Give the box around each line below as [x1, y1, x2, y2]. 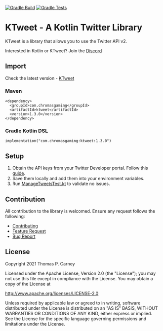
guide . [12, 170, 26, 176]
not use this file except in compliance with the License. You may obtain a [5, 275, 153, 281]
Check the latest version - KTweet [5, 75, 75, 81]
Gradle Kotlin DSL [5, 127, 48, 134]
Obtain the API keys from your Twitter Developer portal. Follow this [12, 165, 148, 171]
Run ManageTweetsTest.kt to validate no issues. [12, 181, 110, 187]
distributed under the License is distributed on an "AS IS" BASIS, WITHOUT [5, 305, 158, 311]
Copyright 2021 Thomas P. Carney [5, 260, 75, 266]
